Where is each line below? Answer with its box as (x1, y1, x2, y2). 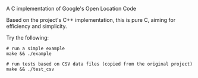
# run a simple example (6, 45, 65, 51)
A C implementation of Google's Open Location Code (6, 5, 137, 12)
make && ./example (6, 51, 52, 57)
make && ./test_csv (6, 66, 55, 72)
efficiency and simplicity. (6, 23, 67, 30)
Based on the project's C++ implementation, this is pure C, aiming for (6, 17, 176, 23)
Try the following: (6, 34, 49, 41)
